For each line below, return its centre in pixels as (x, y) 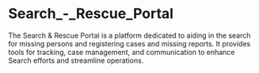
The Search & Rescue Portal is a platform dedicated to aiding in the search (129, 35)
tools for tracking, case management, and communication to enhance (122, 52)
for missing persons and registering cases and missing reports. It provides (129, 43)
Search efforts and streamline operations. (76, 60)
